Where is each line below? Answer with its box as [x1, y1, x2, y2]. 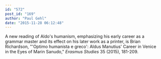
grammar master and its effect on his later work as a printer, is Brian [5, 39, 141, 45]
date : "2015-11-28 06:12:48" [5, 20, 64, 25]
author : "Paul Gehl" [5, 16, 47, 21]
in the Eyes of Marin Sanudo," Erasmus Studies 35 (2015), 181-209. [5, 49, 139, 55]
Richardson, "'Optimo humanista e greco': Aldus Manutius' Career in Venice [5, 44, 157, 49]
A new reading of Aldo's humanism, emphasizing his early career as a [5, 34, 145, 39]
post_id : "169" [5, 12, 36, 16]
